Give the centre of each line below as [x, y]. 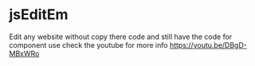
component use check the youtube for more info [88, 45]
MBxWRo [24, 53]
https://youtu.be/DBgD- [208, 45]
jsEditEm [39, 15]
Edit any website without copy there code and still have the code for [121, 37]
